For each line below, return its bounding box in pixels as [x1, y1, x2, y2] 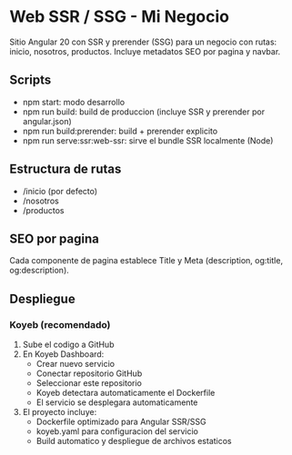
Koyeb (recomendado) [9, 318, 111, 331]
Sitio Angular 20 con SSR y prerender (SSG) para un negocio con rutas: [9, 36, 277, 47]
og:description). [9, 265, 70, 276]
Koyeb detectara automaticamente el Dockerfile [35, 388, 216, 399]
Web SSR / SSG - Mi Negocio [9, 6, 230, 27]
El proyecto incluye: [22, 407, 97, 418]
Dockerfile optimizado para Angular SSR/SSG [35, 416, 206, 428]
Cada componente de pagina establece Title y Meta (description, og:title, [9, 255, 284, 266]
